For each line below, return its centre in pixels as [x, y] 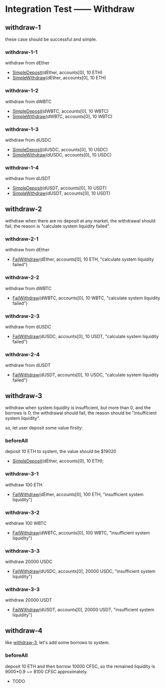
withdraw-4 [24, 631]
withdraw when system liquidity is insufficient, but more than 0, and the [78, 408]
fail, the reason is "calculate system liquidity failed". [58, 226]
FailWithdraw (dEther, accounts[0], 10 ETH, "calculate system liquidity [83, 259]
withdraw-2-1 [22, 239]
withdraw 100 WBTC [26, 523]
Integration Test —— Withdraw [70, 9]
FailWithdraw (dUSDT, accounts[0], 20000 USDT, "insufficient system [83, 610]
